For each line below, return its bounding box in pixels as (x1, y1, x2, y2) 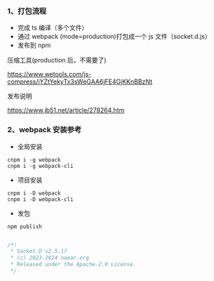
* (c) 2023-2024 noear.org (10, 254, 90, 261)
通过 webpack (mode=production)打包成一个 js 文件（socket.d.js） (17, 32, 212, 41)
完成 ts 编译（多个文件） (17, 23, 88, 32)
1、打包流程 (7, 6, 47, 15)
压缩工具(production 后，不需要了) (7, 56, 107, 65)
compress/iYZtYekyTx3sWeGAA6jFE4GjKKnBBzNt (7, 77, 153, 86)
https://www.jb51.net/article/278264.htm (7, 106, 125, 115)
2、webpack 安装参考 (7, 125, 82, 135)
